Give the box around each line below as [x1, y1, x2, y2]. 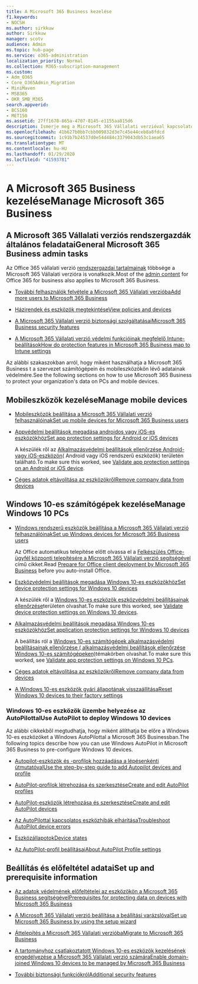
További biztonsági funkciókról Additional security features [14, 970, 157, 978]
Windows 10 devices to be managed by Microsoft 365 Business [31, 959, 186, 966]
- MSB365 [6, 91, 28, 97]
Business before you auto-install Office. [14, 567, 111, 574]
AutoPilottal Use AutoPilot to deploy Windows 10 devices [6, 714, 171, 722]
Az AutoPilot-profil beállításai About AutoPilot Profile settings [14, 846, 161, 853]
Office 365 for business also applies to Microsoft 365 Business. [6, 277, 160, 284]
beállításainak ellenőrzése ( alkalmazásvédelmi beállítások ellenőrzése [14, 643, 186, 651]
